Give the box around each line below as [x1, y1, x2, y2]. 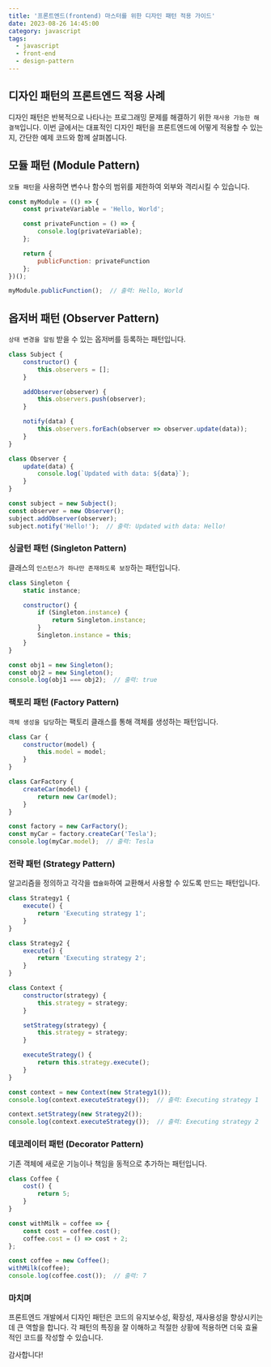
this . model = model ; [37, 748, 107, 756]
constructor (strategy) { [23, 991, 107, 1000]
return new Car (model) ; [37, 792, 117, 801]
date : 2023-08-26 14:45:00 [8, 19, 100, 28]
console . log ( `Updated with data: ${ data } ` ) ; [37, 469, 190, 478]
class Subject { [8, 350, 63, 359]
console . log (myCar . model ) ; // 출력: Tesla [8, 838, 154, 846]
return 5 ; [37, 1189, 70, 1198]
